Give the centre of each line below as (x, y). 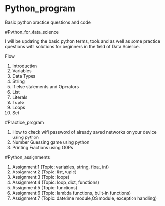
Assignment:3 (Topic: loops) (41, 177)
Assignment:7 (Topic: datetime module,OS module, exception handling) (84, 198)
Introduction (25, 66)
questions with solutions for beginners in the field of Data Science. (73, 46)
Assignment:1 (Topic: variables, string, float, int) (61, 167)
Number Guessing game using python (51, 142)
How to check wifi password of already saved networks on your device (84, 132)
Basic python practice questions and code (48, 22)
